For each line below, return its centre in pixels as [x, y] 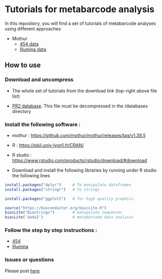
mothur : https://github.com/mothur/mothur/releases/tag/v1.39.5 [79, 135]
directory [21, 111]
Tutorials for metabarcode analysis [80, 9]
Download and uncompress [39, 79]
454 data [29, 44]
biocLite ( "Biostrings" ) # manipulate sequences [64, 213]
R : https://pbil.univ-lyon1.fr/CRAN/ [48, 145]
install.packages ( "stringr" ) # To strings [52, 189]
